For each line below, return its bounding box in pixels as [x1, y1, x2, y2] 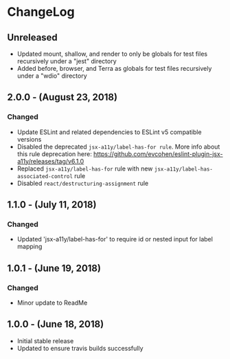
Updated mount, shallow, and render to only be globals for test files [16, 50, 208, 58]
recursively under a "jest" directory [16, 57, 117, 65]
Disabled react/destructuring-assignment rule [16, 179, 149, 187]
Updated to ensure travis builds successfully [16, 344, 143, 352]
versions [16, 135, 42, 143]
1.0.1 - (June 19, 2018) [7, 262, 102, 274]
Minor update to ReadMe [16, 298, 88, 307]
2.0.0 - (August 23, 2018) [7, 91, 118, 103]
